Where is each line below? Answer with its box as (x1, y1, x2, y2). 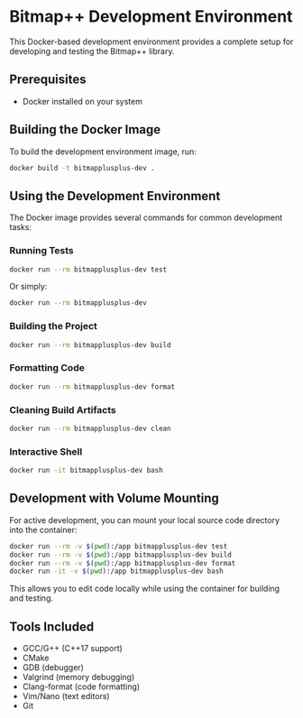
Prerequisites (9, 72, 87, 87)
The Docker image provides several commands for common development (9, 212, 283, 223)
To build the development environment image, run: (9, 146, 197, 157)
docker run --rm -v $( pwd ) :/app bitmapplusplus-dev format (9, 558, 236, 567)
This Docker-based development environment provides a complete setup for (9, 36, 294, 47)
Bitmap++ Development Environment (9, 6, 293, 27)
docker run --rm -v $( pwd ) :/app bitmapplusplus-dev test (9, 541, 228, 551)
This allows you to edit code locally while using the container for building (9, 584, 280, 594)
